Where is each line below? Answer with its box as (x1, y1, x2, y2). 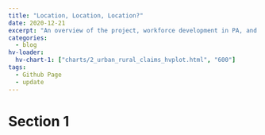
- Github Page (15, 71, 62, 79)
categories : (8, 33, 48, 42)
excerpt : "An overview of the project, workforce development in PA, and (8, 26, 258, 34)
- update (15, 78, 44, 86)
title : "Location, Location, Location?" (8, 11, 144, 20)
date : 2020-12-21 (8, 19, 66, 27)
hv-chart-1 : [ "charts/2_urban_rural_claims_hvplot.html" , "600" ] (15, 56, 236, 64)
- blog (15, 41, 37, 49)
